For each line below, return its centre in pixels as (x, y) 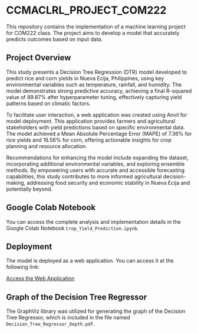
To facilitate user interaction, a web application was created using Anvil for (97, 115)
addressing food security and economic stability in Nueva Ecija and (108, 182)
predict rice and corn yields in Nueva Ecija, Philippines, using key (85, 78)
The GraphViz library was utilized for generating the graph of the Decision (96, 311)
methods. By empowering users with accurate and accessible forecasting (95, 170)
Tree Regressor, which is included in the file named (68, 318)
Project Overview (39, 58)
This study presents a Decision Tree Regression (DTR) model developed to (97, 72)
